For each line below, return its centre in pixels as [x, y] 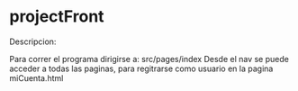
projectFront [57, 17]
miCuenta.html [36, 77]
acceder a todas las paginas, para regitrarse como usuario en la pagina [141, 68]
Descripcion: [33, 41]
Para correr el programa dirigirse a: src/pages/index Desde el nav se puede [149, 59]
